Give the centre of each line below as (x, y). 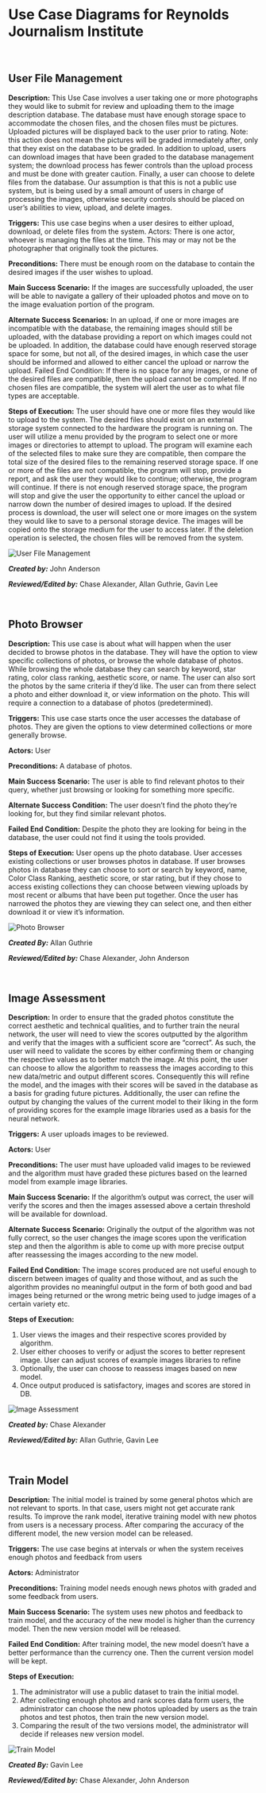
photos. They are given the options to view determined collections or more (130, 726)
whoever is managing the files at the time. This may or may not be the (122, 239)
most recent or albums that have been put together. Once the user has (123, 895)
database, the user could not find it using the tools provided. (107, 837)
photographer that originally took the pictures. (83, 248)
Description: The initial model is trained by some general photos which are (131, 1500)
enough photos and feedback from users (75, 1557)
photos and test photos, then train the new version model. (114, 1717)
